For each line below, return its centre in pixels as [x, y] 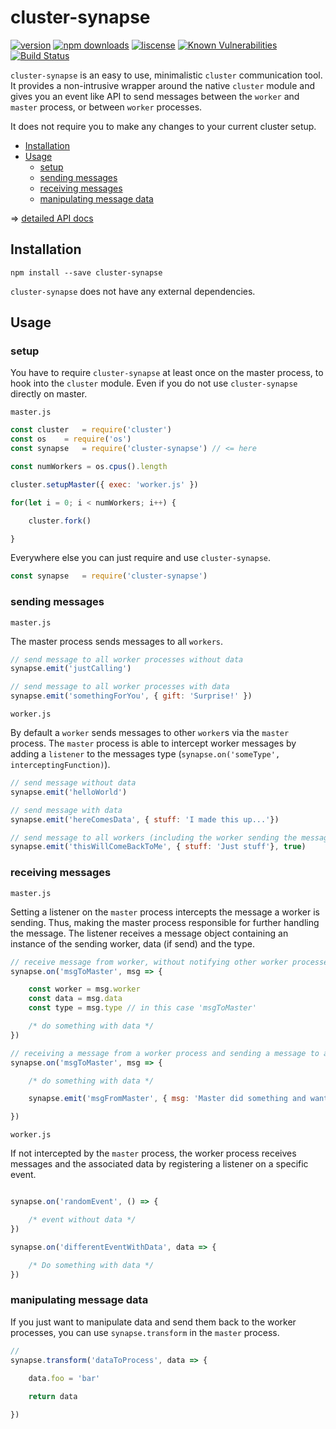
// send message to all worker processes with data [120, 687]
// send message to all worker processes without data [127, 659]
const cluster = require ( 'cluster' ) [91, 430]
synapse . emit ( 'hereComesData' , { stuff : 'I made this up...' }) [145, 819]
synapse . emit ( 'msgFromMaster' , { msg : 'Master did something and [167, 1099]
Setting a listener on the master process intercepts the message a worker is [165, 912]
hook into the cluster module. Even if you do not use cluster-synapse [154, 383]
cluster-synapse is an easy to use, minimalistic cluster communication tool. [166, 75]
